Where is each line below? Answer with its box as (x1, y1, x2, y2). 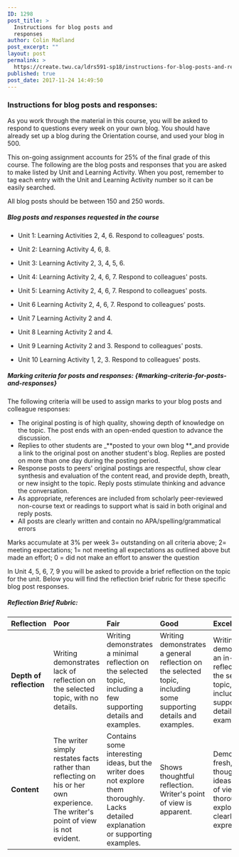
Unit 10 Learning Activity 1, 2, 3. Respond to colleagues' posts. (17, 355, 201, 364)
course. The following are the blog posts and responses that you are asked (7, 160, 227, 169)
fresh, (213, 757, 233, 767)
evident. (53, 834, 80, 843)
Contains (106, 731, 137, 741)
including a (106, 684, 144, 694)
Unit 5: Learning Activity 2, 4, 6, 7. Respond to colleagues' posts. (17, 286, 208, 295)
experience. (53, 798, 93, 808)
